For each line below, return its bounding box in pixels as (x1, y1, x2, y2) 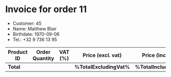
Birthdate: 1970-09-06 (12, 31, 60, 37)
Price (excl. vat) (82, 52, 122, 59)
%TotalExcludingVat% (74, 63, 130, 70)
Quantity (32, 55, 54, 62)
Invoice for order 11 (5, 4, 87, 15)
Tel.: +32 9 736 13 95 (12, 36, 58, 43)
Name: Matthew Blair (12, 25, 57, 31)
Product (8, 48, 28, 55)
